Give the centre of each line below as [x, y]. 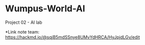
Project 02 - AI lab [24, 22]
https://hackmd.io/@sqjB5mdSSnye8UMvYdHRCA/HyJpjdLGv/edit [72, 37]
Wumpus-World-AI [45, 9]
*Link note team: [22, 32]
